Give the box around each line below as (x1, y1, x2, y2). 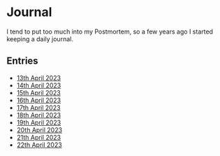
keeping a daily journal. (6, 34, 74, 43)
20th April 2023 (16, 125, 63, 134)
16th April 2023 (16, 96, 61, 104)
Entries (6, 55, 39, 67)
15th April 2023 (16, 88, 61, 97)
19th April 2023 (16, 118, 61, 127)
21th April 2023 (16, 133, 61, 141)
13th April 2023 (16, 73, 61, 82)
